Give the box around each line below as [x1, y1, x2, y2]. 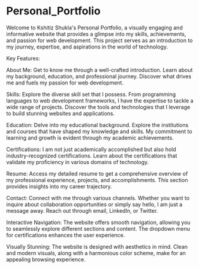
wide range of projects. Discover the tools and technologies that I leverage [6, 103, 191, 110]
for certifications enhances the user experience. [6, 231, 125, 238]
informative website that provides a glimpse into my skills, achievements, [6, 30, 186, 37]
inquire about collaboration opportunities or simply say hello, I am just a [6, 201, 183, 208]
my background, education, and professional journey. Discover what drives [6, 72, 192, 80]
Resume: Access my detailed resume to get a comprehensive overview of [6, 170, 188, 177]
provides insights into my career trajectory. [6, 183, 112, 190]
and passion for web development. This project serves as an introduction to [6, 37, 193, 44]
